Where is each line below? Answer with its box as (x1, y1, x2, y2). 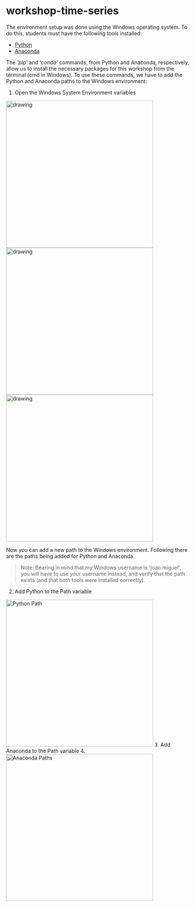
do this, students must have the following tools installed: (6, 29, 142, 36)
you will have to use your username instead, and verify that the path (20, 570, 186, 577)
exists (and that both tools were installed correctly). (20, 576, 146, 583)
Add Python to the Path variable (14, 588, 92, 595)
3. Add (154, 741, 171, 748)
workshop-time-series (6, 4, 119, 18)
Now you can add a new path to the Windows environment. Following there (6, 546, 188, 553)
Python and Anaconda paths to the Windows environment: (6, 78, 147, 85)
